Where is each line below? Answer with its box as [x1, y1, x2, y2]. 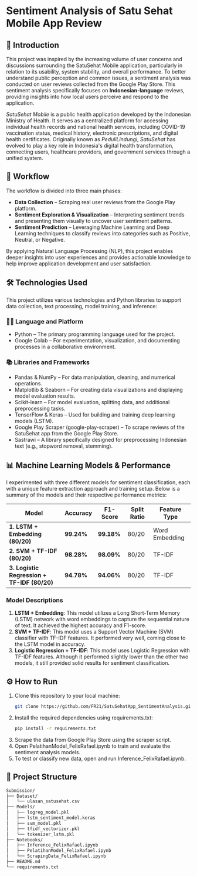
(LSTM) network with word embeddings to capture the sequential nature [14, 616, 189, 623]
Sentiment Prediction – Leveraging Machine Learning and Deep [14, 224, 170, 231]
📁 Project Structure [6, 772, 77, 782]
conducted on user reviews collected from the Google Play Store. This [6, 81, 176, 88]
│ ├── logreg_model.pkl [6, 810, 69, 815]
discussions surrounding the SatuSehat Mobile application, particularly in [6, 62, 183, 69]
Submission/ [6, 787, 35, 794]
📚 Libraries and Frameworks [6, 358, 90, 366]
